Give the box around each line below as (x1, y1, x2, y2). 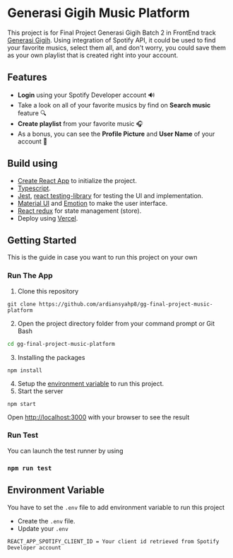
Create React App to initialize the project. (17, 176, 138, 185)
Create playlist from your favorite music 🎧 (17, 119, 143, 128)
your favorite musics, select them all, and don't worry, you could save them (7, 43, 226, 52)
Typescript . (17, 184, 51, 192)
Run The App (7, 271, 53, 281)
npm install (7, 366, 42, 374)
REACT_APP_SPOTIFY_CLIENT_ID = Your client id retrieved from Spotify (7, 537, 220, 545)
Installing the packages (17, 353, 85, 361)
